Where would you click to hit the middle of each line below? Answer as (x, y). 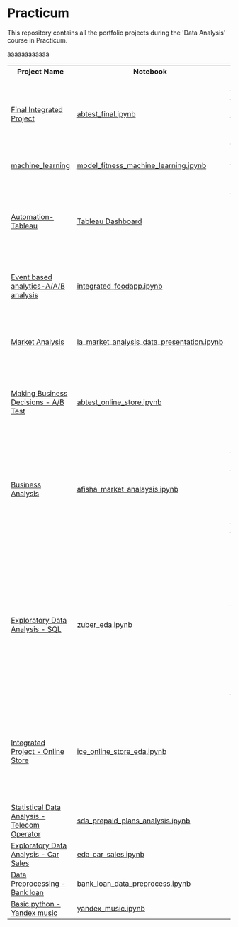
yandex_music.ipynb (111, 908)
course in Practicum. (38, 40)
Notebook (151, 71)
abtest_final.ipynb (106, 113)
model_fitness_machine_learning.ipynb (142, 165)
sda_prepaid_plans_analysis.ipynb (134, 821)
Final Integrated (37, 109)
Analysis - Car (35, 854)
